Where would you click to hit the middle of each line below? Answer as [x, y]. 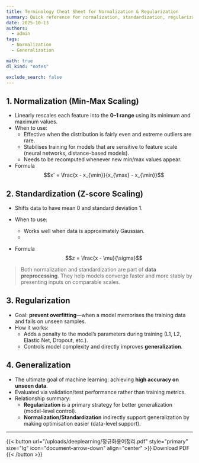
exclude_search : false [34, 77]
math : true [20, 61]
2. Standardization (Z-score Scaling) [75, 194]
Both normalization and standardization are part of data [89, 269]
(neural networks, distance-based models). [76, 153]
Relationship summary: [43, 398]
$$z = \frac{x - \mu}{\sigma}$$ [104, 258]
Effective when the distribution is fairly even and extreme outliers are [107, 135]
